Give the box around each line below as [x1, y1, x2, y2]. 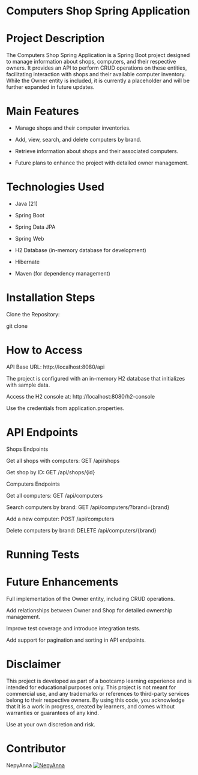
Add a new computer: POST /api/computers [6, 515, 115, 522]
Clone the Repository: [6, 310, 60, 318]
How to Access [6, 343, 83, 357]
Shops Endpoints [6, 445, 49, 453]
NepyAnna [6, 761, 32, 769]
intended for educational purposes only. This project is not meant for [6, 683, 176, 691]
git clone [6, 322, 28, 330]
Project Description [6, 32, 105, 46]
